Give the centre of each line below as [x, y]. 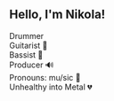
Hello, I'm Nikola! [57, 15]
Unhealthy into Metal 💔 [51, 87]
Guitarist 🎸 [28, 45]
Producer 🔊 [32, 65]
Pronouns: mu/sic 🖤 [45, 77]
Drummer [27, 35]
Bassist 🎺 [26, 54]
